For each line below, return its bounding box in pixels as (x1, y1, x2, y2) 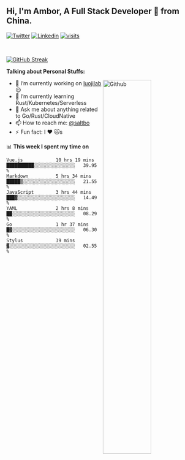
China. (6, 16, 32, 26)
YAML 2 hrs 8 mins (6, 205, 89, 212)
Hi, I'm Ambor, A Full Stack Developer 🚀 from (6, 6, 179, 17)
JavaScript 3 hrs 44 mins (6, 189, 92, 195)
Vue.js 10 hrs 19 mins (6, 157, 95, 163)
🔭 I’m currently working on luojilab (15, 79, 102, 86)
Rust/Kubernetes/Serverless (15, 99, 87, 106)
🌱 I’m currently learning (15, 93, 75, 100)
